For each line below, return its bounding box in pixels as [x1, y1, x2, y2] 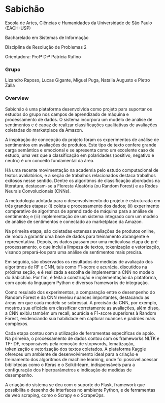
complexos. [5, 321, 29, 327]
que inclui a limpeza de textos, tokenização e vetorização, [42, 244, 161, 250]
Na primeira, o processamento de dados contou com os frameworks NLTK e [5, 335, 160, 341]
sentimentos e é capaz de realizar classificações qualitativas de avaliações [5, 122, 158, 128]
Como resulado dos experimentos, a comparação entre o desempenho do [5, 289, 155, 295]
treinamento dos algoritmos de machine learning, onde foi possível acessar [5, 356, 158, 362]
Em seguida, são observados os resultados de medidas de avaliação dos [5, 258, 153, 264]
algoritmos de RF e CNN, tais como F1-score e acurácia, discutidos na [5, 264, 148, 270]
